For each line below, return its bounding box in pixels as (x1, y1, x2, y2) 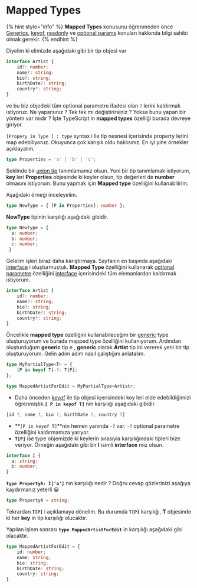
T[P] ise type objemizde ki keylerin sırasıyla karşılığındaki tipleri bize (14, 435, 181, 442)
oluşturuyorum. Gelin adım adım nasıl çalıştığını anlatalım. (6, 350, 146, 358)
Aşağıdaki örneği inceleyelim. (6, 191, 78, 198)
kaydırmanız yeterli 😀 (6, 486, 60, 493)
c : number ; (11, 241, 38, 247)
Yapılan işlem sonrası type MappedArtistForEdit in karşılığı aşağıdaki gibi (6, 526, 183, 533)
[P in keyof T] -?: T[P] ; (17, 367, 78, 373)
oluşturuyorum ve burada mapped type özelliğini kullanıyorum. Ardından (6, 337, 182, 345)
